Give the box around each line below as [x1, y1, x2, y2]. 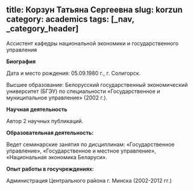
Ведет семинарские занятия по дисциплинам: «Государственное [6, 141, 175, 148]
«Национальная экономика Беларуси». [6, 153, 107, 160]
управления [6, 46, 37, 53]
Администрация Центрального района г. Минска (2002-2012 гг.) [6, 177, 172, 184]
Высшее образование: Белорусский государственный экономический [6, 81, 188, 88]
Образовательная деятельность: [6, 129, 94, 136]
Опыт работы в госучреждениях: [6, 165, 95, 173]
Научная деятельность [6, 106, 67, 113]
